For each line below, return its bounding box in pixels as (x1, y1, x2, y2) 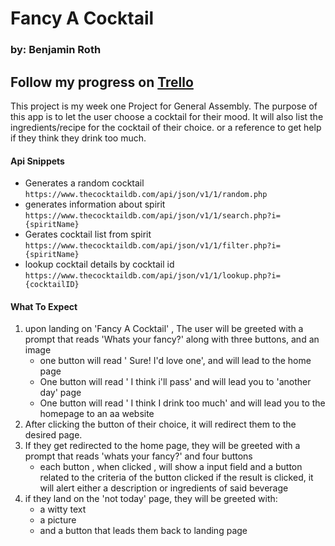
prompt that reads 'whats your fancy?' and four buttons (24, 450, 253, 462)
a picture (39, 514, 77, 526)
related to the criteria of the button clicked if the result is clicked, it (39, 472, 314, 484)
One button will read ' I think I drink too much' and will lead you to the (39, 397, 326, 409)
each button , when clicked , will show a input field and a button (39, 461, 303, 473)
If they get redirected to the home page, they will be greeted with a (24, 440, 301, 452)
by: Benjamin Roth (10, 43, 102, 57)
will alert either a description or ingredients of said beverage (39, 482, 289, 494)
